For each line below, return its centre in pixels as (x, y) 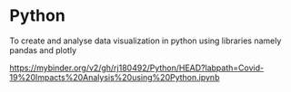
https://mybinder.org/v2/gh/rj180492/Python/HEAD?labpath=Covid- (137, 68)
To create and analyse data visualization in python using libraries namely (145, 41)
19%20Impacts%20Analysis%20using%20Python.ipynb (115, 77)
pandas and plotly (43, 50)
